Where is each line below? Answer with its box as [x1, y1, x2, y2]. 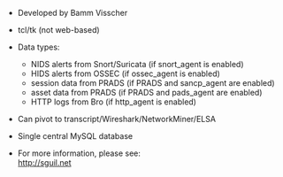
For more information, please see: [17, 148, 141, 158]
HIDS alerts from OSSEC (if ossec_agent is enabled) [30, 68, 221, 79]
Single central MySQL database [17, 131, 134, 141]
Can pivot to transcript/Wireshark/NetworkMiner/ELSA [17, 114, 217, 124]
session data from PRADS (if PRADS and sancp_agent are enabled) [30, 78, 276, 88]
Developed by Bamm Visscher [17, 8, 128, 18]
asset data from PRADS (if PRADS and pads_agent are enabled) [30, 88, 263, 97]
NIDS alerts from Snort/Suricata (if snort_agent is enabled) [30, 59, 245, 69]
